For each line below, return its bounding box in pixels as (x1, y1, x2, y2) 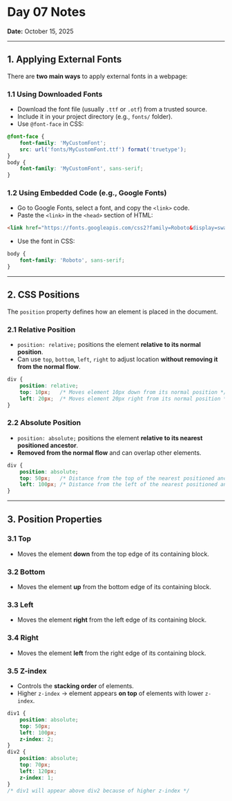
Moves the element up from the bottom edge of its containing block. (17, 583, 212, 591)
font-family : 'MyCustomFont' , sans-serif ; (19, 165, 144, 172)
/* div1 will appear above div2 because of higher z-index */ (7, 787, 190, 794)
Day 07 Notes (7, 4, 86, 20)
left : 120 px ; (19, 768, 57, 775)
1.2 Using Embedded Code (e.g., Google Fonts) (7, 188, 167, 198)
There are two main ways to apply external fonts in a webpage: (7, 72, 188, 80)
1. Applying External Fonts (7, 53, 122, 66)
